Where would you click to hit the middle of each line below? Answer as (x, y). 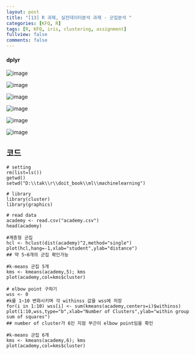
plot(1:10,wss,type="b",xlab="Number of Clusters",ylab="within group (98, 312)
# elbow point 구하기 (32, 289)
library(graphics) (30, 205)
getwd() (16, 178)
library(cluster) (28, 199)
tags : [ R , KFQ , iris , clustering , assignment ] (66, 29)
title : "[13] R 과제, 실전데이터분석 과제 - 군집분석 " (69, 18)
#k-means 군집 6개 (28, 336)
